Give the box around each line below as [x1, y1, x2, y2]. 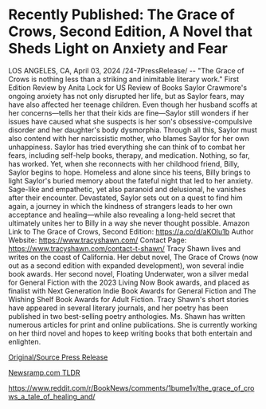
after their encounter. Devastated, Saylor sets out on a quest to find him [8, 193, 243, 203]
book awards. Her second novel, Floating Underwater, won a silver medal [8, 269, 249, 278]
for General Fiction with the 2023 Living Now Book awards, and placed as [8, 277, 250, 287]
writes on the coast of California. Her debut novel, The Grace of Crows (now [8, 252, 259, 262]
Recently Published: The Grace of [8, 6, 235, 24]
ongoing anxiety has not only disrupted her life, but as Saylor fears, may [8, 91, 244, 100]
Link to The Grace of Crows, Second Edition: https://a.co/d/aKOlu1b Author [8, 226, 254, 236]
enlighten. [8, 336, 41, 346]
